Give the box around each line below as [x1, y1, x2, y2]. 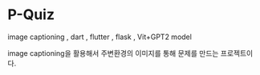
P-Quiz [7, 6, 55, 24]
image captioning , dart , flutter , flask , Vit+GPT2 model [7, 32, 192, 41]
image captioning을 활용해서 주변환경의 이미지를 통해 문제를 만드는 [7, 48, 219, 57]
